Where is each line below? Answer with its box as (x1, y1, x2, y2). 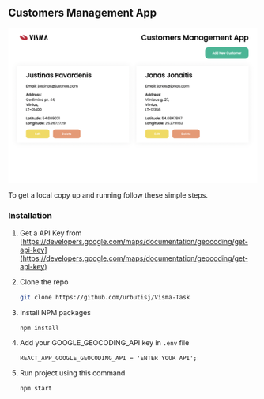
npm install (19, 324, 59, 332)
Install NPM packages (19, 307, 91, 317)
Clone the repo (19, 277, 69, 287)
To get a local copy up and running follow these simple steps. (8, 190, 208, 200)
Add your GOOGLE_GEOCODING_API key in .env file (19, 338, 190, 348)
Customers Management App (8, 6, 157, 20)
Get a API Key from (19, 228, 82, 238)
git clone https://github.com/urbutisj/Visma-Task (19, 293, 190, 301)
